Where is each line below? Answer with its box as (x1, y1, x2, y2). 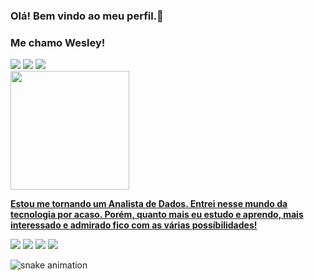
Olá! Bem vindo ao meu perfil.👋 (10, 9, 164, 23)
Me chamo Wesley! (10, 35, 106, 49)
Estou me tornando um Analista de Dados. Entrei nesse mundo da (10, 198, 288, 210)
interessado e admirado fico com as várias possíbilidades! (10, 219, 258, 231)
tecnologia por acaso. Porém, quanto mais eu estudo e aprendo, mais (10, 209, 304, 221)
